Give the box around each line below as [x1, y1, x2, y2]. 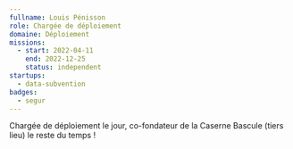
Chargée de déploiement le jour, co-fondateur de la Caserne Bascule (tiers [9, 120, 284, 131]
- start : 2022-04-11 [17, 46, 94, 55]
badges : [9, 87, 38, 96]
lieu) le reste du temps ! [9, 130, 96, 141]
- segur [17, 95, 46, 105]
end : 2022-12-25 [25, 54, 87, 63]
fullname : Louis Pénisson [9, 12, 105, 22]
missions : [9, 37, 46, 47]
